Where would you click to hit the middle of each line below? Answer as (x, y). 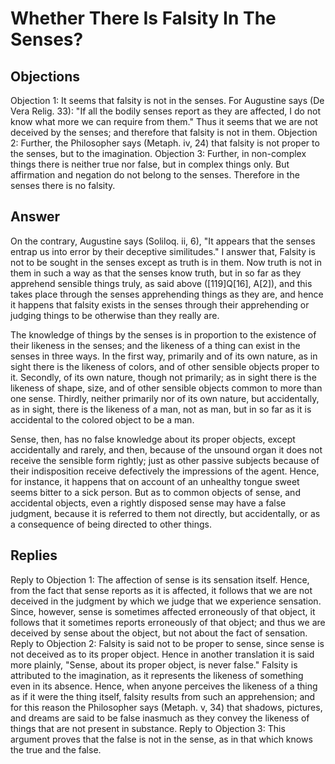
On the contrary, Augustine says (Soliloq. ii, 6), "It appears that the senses (163, 241)
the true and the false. (56, 749)
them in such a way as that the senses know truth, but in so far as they (156, 273)
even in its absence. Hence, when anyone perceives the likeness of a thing (164, 686)
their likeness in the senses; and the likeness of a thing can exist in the (155, 345)
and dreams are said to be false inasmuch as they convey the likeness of (160, 718)
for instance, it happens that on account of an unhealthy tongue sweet (155, 481)
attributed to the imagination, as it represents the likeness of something (157, 675)
